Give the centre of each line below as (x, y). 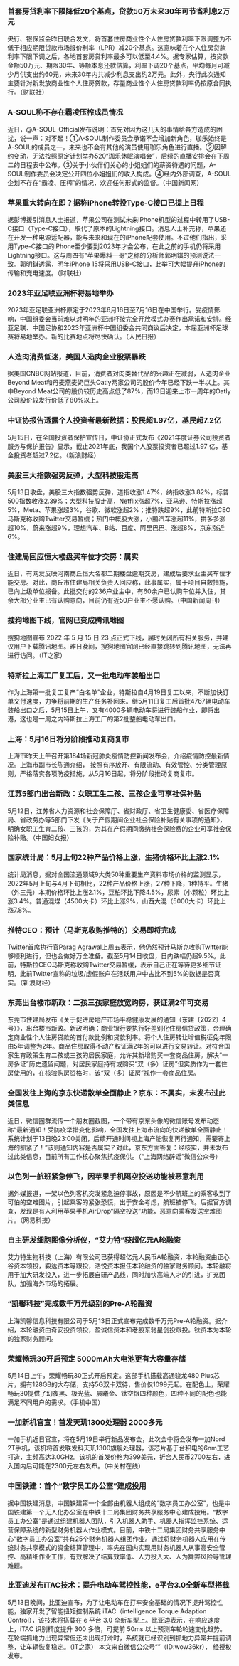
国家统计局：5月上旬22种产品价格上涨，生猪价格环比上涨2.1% (114, 857)
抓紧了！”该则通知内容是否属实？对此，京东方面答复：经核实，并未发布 (124, 1147)
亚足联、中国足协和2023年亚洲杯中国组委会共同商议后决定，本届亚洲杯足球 (118, 328)
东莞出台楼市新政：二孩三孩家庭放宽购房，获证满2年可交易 (108, 1003)
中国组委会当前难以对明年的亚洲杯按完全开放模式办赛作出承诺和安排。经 (126, 319)
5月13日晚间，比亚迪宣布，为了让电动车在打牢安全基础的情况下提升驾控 (112, 1602)
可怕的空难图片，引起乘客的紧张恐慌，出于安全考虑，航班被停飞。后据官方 (116, 1202)
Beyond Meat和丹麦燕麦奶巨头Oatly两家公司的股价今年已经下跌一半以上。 (116, 383)
